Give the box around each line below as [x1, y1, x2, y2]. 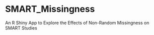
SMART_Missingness [5, 3, 95, 15]
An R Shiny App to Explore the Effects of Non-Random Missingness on [5, 20, 150, 26]
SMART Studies [5, 25, 37, 31]
